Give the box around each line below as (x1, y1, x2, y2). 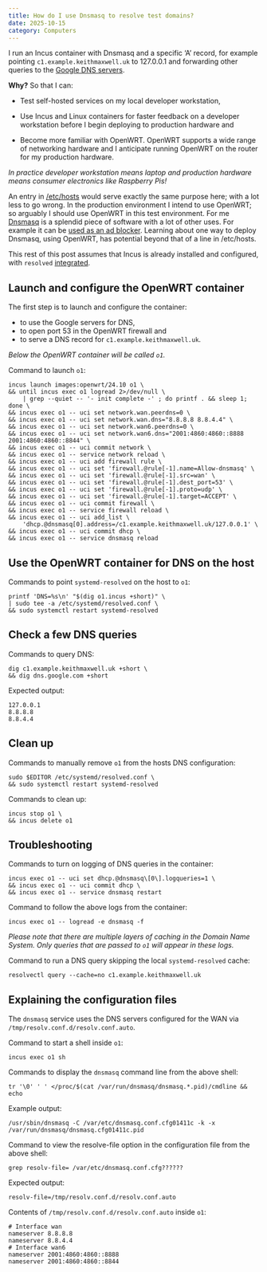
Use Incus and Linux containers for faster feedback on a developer (19, 112, 240, 121)
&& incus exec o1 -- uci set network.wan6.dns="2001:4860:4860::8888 (8, 430, 245, 438)
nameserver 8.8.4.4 (8, 1237, 73, 1245)
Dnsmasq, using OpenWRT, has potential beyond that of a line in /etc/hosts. (8, 234, 257, 244)
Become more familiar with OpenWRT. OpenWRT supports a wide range (19, 135, 257, 145)
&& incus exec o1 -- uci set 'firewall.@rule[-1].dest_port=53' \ (8, 479, 234, 487)
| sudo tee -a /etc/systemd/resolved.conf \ (8, 599, 159, 607)
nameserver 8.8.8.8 (8, 1230, 73, 1238)
